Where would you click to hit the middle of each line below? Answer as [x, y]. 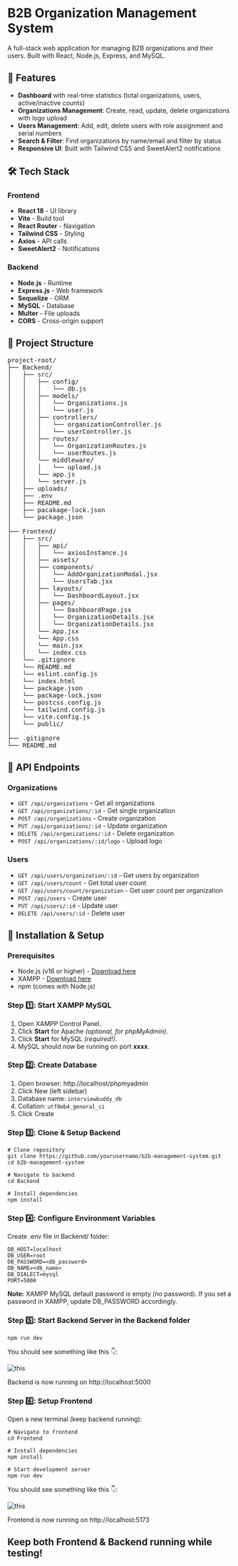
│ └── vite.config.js [49, 717]
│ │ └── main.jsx [45, 645]
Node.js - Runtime [45, 282]
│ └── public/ [36, 724]
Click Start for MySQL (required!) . [67, 1038]
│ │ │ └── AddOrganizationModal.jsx [83, 574]
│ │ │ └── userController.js [69, 431]
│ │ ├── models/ [43, 396]
